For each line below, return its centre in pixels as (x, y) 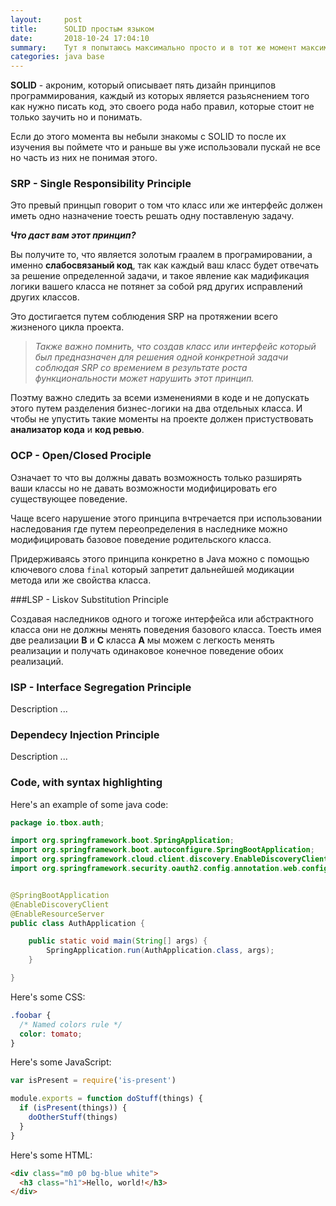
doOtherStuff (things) (73, 1117)
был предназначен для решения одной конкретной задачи (161, 357)
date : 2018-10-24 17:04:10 (80, 38)
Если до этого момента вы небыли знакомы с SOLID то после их (148, 137)
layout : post (46, 19)
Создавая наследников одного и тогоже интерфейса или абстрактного (162, 618)
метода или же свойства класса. (81, 580)
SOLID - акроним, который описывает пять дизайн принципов (143, 85)
